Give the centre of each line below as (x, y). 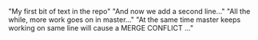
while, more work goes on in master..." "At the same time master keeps (125, 20)
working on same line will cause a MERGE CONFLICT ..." (101, 28)
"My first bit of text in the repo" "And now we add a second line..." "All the (129, 11)
